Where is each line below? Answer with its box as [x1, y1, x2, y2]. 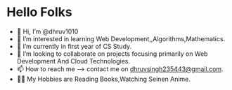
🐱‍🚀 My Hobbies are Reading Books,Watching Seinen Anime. [16, 75, 191, 83]
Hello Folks [6, 4, 72, 20]
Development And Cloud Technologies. [16, 57, 131, 65]
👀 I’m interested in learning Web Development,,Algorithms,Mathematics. [16, 34, 226, 43]
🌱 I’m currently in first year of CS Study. [16, 42, 132, 50]
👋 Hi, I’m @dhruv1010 [16, 27, 79, 36]
